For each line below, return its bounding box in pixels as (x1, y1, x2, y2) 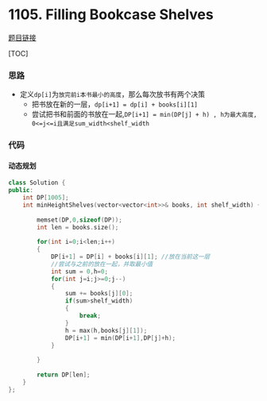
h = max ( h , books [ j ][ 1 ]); (64, 326, 148, 334)
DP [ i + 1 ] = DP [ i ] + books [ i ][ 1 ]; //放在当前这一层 (50, 253, 211, 261)
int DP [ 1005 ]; (22, 194, 69, 202)
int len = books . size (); (37, 223, 119, 231)
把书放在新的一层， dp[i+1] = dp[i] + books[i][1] (31, 99, 199, 109)
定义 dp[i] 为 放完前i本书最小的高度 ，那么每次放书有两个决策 (19, 90, 205, 99)
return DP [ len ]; (37, 371, 91, 379)
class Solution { (8, 179, 66, 187)
